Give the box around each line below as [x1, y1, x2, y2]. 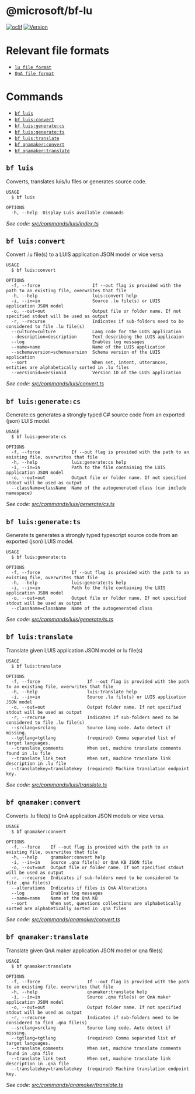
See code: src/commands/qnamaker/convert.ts [6, 915, 121, 923]
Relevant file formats [6, 44, 110, 57]
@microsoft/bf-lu [6, 4, 93, 18]
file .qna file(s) [6, 880, 51, 886]
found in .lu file [6, 750, 51, 756]
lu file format [14, 64, 52, 70]
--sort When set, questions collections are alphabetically [11, 900, 182, 906]
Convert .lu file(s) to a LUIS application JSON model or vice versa [6, 251, 163, 258]
